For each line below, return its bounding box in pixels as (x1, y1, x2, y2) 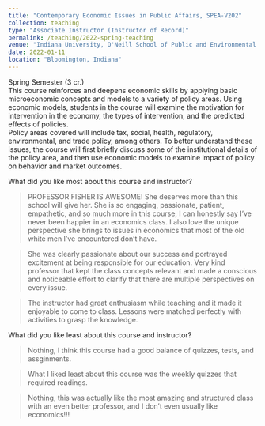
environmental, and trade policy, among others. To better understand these (8, 136, 253, 145)
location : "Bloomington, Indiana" (8, 56, 123, 64)
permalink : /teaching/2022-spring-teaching (8, 33, 154, 42)
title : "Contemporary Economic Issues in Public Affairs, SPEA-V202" (8, 11, 243, 20)
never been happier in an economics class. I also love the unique (27, 217, 239, 226)
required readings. (27, 377, 89, 387)
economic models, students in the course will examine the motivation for (8, 102, 245, 111)
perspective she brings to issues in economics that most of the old (27, 225, 245, 235)
